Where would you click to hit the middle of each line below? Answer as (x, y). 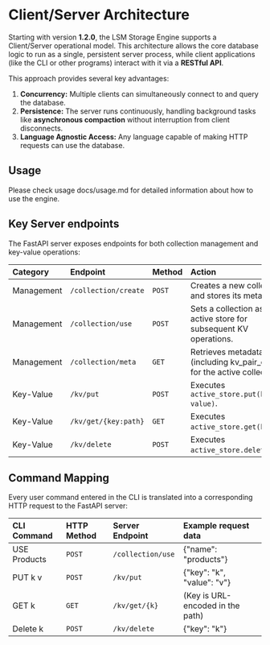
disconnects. (41, 128)
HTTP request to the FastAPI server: (68, 506)
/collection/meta (103, 362)
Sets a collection (221, 308)
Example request (217, 526)
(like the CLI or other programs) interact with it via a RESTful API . (116, 63)
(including (209, 362)
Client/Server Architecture (99, 15)
